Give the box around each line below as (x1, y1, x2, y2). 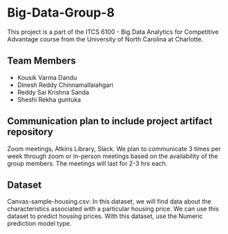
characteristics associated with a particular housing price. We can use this (7, 205, 219, 213)
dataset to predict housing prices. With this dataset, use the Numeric (7, 212, 203, 220)
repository (7, 126, 54, 138)
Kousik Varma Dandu (17, 73, 77, 81)
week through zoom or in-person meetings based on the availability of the (7, 152, 218, 160)
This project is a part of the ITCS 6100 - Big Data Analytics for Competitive (7, 28, 219, 36)
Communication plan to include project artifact (7, 115, 213, 127)
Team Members (7, 55, 76, 67)
